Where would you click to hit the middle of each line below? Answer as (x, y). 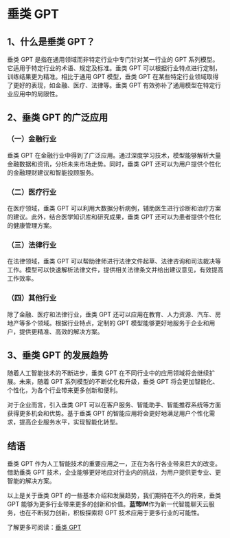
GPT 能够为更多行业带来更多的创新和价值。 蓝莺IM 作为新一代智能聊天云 (108, 504)
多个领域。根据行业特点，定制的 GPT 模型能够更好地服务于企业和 (117, 323)
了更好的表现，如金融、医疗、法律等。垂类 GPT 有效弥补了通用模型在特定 (111, 85)
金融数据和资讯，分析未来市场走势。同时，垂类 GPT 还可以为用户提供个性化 (114, 164)
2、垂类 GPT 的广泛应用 (58, 118)
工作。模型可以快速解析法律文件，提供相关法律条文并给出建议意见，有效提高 (115, 270)
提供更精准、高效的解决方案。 (61, 332)
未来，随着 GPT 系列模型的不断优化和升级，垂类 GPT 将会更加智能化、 (119, 382)
